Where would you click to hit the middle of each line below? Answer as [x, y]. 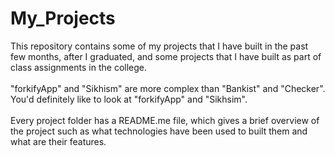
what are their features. [58, 141]
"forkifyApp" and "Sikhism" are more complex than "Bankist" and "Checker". [168, 88]
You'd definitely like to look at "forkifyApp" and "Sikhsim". [129, 99]
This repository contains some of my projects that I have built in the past [159, 46]
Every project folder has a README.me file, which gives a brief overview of [165, 120]
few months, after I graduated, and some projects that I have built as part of [166, 56]
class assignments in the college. [78, 67]
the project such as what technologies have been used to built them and [159, 131]
